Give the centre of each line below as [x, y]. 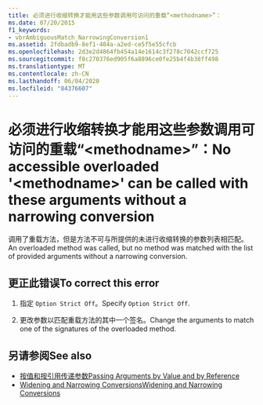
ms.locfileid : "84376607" [50, 88]
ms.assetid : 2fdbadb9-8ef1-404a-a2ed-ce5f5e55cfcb [92, 45]
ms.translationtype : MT [47, 67]
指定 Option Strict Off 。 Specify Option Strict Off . [104, 304]
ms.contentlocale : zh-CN [49, 74]
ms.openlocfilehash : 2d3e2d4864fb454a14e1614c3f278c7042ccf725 [113, 52]
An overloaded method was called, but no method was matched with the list [131, 248]
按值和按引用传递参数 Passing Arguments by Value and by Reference [130, 376]
